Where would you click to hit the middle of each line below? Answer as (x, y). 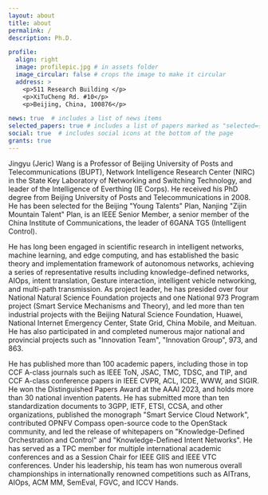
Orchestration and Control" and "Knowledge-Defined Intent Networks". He (130, 440)
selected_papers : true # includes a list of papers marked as (114, 126)
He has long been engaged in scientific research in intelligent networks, (126, 246)
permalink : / (30, 30)
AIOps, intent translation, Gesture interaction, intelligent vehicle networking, (132, 281)
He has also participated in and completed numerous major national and (126, 331)
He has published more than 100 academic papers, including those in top (128, 363)
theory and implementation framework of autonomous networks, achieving (131, 263)
